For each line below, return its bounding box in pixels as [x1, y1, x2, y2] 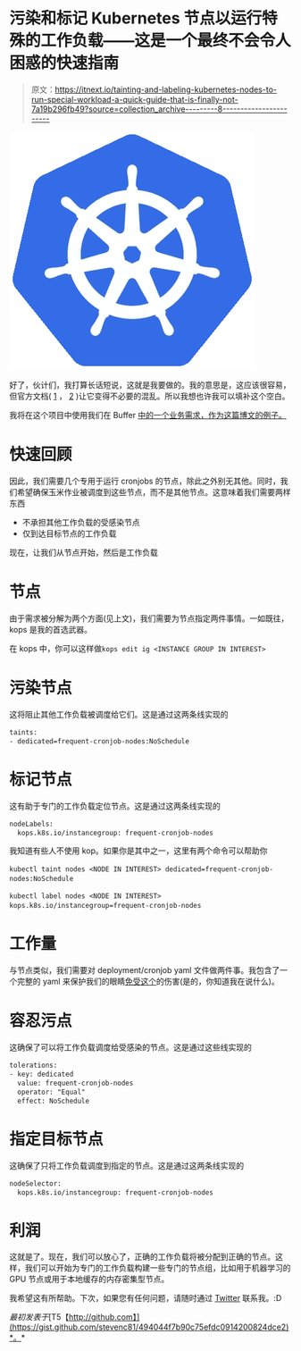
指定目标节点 [9, 1129, 105, 1149]
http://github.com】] [68, 1312, 140, 1322]
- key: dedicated [9, 1070, 74, 1078]
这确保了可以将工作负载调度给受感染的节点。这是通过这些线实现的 [9, 1042, 252, 1053]
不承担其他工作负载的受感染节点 [21, 516, 140, 527]
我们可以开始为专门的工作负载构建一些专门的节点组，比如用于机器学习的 [24, 1263, 291, 1273]
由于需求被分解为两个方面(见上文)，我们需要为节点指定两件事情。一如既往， [9, 613, 289, 624]
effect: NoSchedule [17, 1096, 90, 1105]
